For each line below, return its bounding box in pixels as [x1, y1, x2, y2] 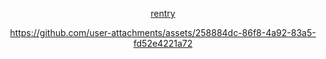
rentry [150, 8, 176, 19]
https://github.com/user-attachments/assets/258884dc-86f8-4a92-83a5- [9, 27, 317, 38]
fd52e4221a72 [133, 38, 193, 49]
